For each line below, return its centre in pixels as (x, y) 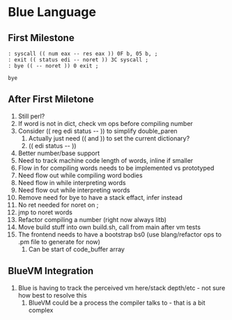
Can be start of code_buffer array (76, 249)
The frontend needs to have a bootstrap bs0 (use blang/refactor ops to (120, 234)
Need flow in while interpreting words (72, 182)
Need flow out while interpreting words (74, 190)
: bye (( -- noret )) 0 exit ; (53, 66)
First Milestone (41, 38)
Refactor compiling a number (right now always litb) (92, 219)
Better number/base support (59, 153)
